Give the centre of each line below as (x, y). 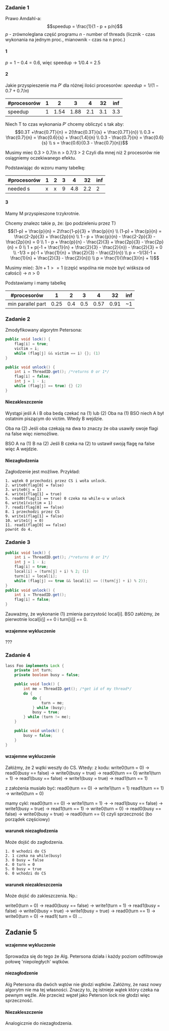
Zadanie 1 (17, 8)
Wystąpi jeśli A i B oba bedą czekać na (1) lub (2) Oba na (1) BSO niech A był (84, 414)
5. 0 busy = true (23, 869)
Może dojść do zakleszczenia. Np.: (41, 896)
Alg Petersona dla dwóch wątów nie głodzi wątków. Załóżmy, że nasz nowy (83, 984)
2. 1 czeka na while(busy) (34, 856)
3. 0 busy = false (24, 860)
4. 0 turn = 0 (20, 864)
